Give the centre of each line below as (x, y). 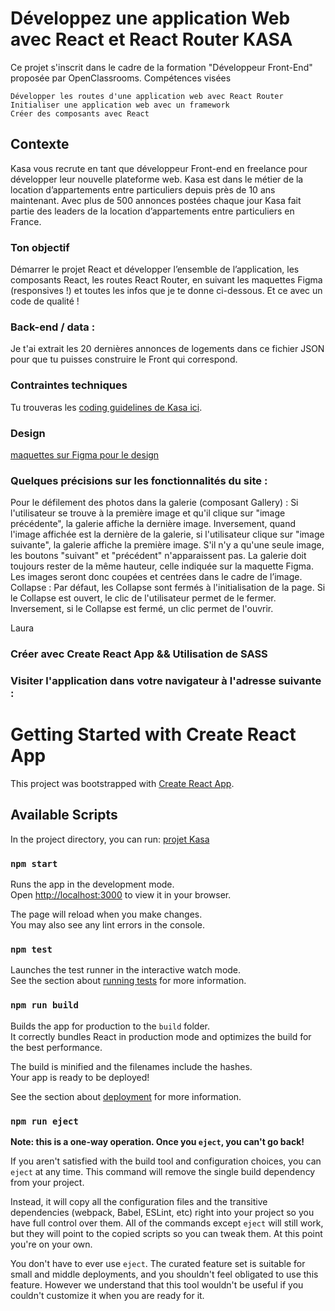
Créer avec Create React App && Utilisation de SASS (139, 654)
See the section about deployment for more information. (126, 1096)
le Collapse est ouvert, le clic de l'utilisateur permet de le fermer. (143, 598)
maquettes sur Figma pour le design (85, 454)
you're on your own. (51, 1244)
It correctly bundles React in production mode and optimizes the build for (161, 1036)
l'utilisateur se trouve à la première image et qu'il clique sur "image (148, 513)
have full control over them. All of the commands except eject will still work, (167, 1223)
